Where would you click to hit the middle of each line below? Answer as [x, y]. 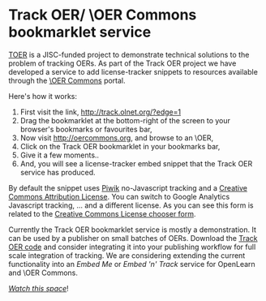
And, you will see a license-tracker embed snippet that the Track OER [136, 163]
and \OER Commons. [43, 273]
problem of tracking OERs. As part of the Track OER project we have [122, 63]
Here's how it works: [43, 96]
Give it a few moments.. [60, 155]
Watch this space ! [39, 288]
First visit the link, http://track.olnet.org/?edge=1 [100, 112]
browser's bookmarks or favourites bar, [86, 129]
